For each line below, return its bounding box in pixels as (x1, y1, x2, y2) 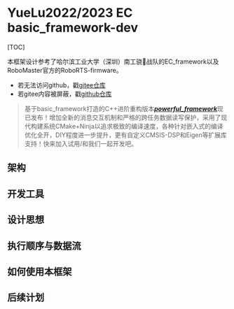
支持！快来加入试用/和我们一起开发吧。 (24, 139, 138, 148)
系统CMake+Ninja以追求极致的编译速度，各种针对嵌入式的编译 (43, 122, 223, 130)
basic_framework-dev (7, 20, 139, 36)
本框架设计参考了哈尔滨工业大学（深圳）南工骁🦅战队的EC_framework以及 (7, 57, 219, 66)
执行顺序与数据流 (7, 240, 81, 252)
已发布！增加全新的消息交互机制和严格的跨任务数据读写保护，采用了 (24, 113, 221, 122)
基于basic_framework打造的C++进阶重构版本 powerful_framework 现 (24, 104, 224, 113)
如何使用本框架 (7, 266, 72, 278)
